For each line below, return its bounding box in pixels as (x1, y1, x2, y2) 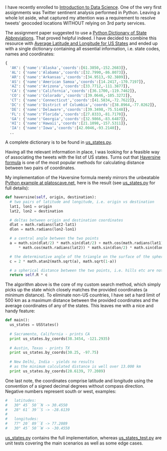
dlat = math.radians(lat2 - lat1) (9, 222, 77, 227)
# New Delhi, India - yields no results (9, 359, 94, 365)
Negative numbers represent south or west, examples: (5, 388, 117, 394)
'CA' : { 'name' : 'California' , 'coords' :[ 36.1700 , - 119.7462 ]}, (9, 88, 137, 94)
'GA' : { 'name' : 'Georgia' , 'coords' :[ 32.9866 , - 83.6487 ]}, (9, 116, 128, 121)
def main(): (5, 318, 30, 323)
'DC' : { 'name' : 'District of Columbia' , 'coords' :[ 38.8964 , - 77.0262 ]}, (9, 102, 157, 107)
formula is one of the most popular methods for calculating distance (5, 160, 145, 165)
